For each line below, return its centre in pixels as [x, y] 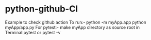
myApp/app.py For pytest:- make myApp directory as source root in [72, 27]
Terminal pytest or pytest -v [33, 32]
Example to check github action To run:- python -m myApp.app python [76, 22]
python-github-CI [42, 9]
